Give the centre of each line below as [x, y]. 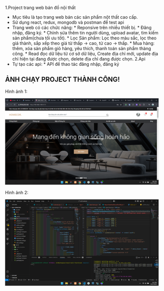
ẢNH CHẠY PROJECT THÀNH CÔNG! [63, 79]
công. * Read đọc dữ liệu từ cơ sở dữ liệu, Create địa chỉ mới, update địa [85, 54]
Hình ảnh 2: [17, 193]
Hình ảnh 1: [16, 91]
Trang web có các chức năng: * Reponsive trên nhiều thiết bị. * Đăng [82, 28]
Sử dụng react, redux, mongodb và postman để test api [68, 22]
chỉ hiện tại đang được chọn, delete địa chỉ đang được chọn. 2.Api [79, 59]
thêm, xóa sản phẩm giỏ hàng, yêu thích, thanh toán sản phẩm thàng [82, 48]
